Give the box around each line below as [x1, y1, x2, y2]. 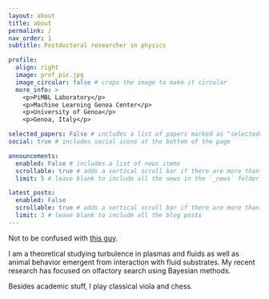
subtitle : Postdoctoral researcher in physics [8, 42, 167, 50]
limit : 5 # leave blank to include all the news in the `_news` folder [15, 174, 260, 183]
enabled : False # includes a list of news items [15, 160, 181, 168]
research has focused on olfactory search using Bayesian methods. [8, 265, 231, 275]
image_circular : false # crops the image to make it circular [15, 78, 227, 87]
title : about [8, 19, 52, 27]
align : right [15, 63, 59, 72]
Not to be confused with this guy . [8, 233, 118, 243]
